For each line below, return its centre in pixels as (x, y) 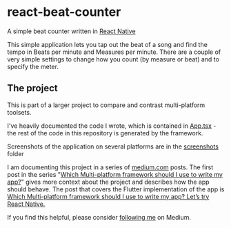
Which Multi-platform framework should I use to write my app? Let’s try (108, 196)
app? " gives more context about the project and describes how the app (108, 182)
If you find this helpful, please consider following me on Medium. (99, 217)
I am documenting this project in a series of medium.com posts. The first (110, 167)
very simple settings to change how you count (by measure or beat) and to (113, 59)
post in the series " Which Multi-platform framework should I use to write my (115, 174)
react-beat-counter (64, 12)
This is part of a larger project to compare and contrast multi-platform (106, 105)
